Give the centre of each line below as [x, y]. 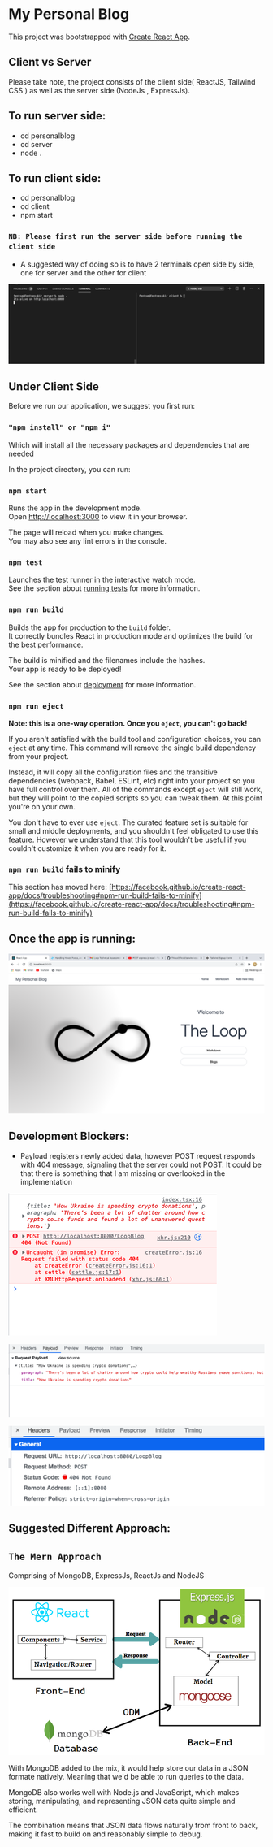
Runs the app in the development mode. [75, 508]
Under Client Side [54, 387]
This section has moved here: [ [60, 887]
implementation [46, 1181]
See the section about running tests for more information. [104, 588]
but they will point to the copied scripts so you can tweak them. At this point [135, 798]
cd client [35, 206]
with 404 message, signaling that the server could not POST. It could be [141, 1164]
